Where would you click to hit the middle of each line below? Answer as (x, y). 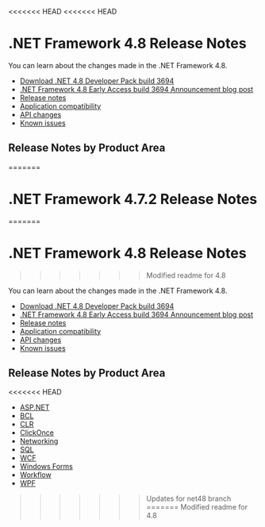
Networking (39, 441)
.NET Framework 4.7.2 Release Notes (133, 199)
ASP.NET (35, 407)
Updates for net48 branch (189, 498)
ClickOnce (36, 433)
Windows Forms (46, 467)
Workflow (35, 475)
